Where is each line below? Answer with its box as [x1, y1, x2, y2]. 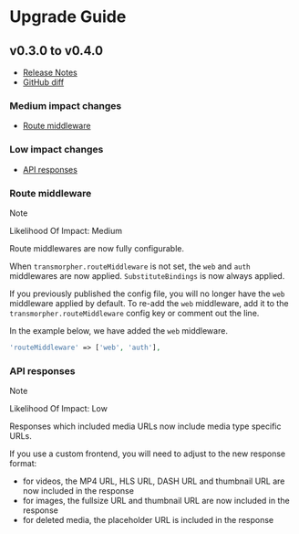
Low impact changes [9, 144, 104, 156]
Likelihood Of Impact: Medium [9, 225, 123, 236]
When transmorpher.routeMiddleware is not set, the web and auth [9, 261, 251, 272]
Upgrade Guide [9, 6, 127, 27]
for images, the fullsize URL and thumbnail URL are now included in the [22, 496, 290, 507]
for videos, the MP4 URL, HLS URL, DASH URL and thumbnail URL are [22, 475, 285, 486]
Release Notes [22, 67, 77, 78]
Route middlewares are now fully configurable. [9, 242, 185, 253]
